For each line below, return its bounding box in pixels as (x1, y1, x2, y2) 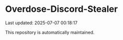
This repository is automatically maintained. (5, 29, 95, 35)
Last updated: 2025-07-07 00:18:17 (5, 20, 78, 26)
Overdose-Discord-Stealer (5, 3, 118, 15)
